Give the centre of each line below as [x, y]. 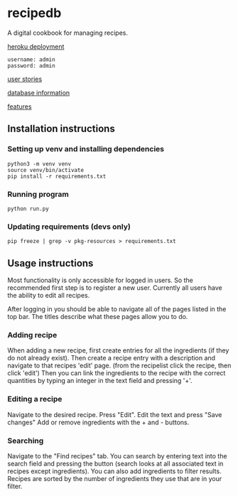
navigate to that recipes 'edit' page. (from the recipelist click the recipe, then [119, 366]
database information [39, 92]
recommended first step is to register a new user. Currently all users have [115, 288]
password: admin [31, 65]
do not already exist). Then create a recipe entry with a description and [111, 358]
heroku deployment [36, 46]
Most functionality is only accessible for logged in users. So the [100, 280]
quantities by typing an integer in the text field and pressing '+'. [100, 381]
